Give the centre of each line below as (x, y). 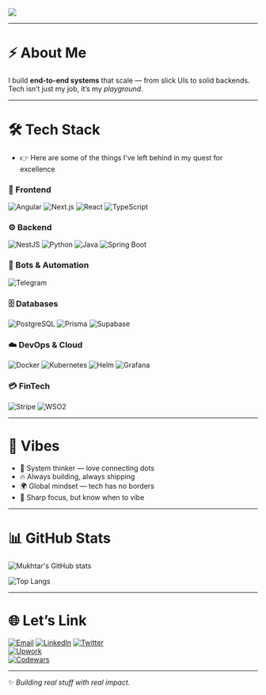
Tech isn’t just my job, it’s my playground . (76, 88)
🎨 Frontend (30, 190)
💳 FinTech (29, 386)
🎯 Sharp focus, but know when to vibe (82, 497)
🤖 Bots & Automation (49, 265)
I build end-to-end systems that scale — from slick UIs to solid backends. (129, 80)
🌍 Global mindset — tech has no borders (87, 486)
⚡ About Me (47, 53)
